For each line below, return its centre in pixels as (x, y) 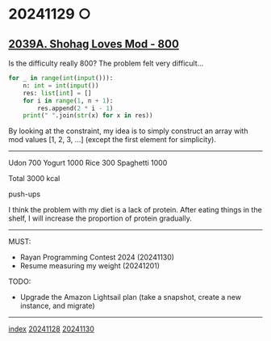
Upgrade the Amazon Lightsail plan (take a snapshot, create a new (131, 297)
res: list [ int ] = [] (57, 93)
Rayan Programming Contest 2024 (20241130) (97, 257)
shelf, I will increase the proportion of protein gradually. (100, 218)
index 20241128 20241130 (51, 329)
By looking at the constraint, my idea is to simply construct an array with (128, 131)
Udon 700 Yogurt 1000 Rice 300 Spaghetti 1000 (88, 163)
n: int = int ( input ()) (61, 86)
